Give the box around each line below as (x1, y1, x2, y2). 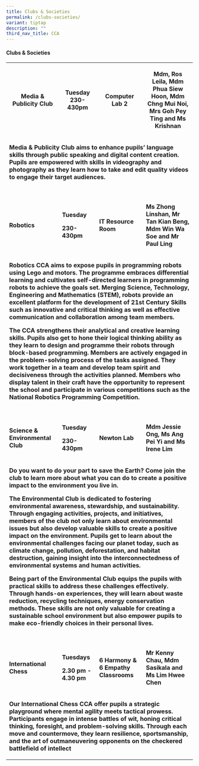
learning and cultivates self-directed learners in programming (9, 276, 190, 285)
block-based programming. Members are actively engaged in (9, 349, 188, 357)
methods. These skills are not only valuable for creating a (9, 604, 175, 612)
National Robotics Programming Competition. (9, 393, 140, 401)
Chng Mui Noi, (147, 100, 188, 108)
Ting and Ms (150, 114, 187, 123)
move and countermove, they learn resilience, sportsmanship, (9, 730, 188, 738)
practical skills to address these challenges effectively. (9, 582, 169, 591)
